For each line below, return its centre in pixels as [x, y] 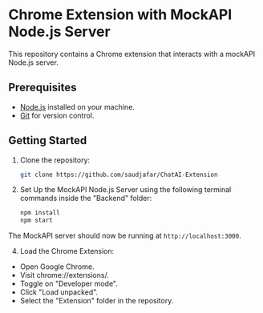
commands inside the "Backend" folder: [86, 199]
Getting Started [48, 140]
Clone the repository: [55, 160]
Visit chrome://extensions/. [65, 275]
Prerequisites [42, 88]
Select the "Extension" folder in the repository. [97, 301]
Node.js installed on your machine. [77, 106]
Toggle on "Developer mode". [69, 284]
